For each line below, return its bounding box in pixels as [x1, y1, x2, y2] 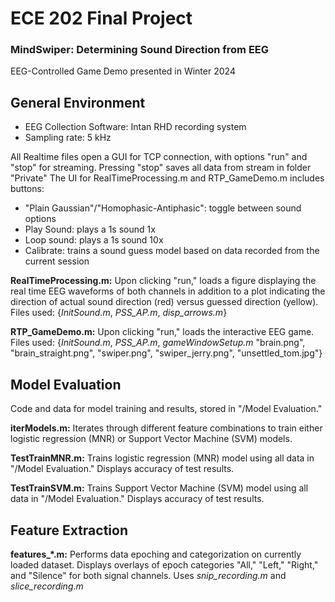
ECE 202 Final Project [10, 7, 193, 30]
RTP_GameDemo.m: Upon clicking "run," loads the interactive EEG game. [10, 326, 315, 338]
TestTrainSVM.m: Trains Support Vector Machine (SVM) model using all [10, 482, 309, 494]
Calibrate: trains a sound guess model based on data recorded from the [24, 245, 320, 257]
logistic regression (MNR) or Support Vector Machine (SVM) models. [10, 433, 293, 445]
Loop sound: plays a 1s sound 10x [24, 234, 164, 246]
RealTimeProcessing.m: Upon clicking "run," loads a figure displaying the [10, 275, 317, 287]
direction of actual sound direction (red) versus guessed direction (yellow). [10, 296, 319, 308]
